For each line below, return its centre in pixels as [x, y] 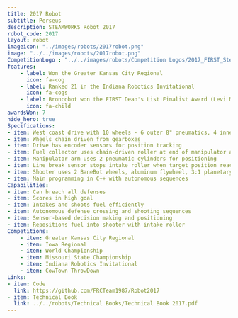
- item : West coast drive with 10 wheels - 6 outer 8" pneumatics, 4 [112, 132]
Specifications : [31, 126]
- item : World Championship [61, 251]
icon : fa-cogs [47, 93]
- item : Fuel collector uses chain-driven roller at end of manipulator [117, 152]
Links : [17, 277]
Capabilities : [28, 185]
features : [22, 67]
